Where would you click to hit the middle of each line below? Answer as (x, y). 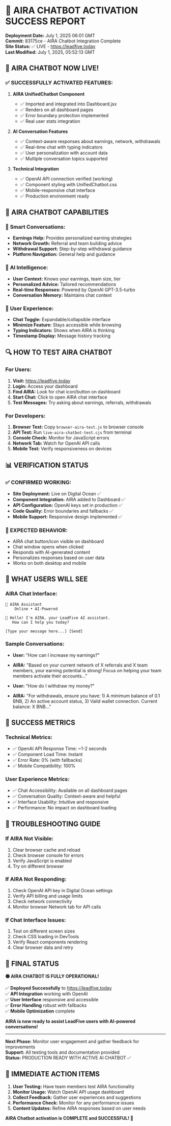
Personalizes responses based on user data (59, 558)
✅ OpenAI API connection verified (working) (66, 179)
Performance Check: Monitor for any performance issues (73, 1102)
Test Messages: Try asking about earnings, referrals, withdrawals (82, 402)
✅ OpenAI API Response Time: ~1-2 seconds (60, 748)
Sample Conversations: (35, 644)
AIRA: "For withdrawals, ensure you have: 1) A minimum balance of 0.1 (86, 696)
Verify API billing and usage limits (48, 896)
